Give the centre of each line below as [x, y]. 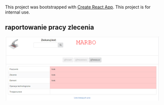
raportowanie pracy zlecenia [50, 27]
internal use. [18, 12]
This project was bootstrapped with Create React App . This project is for [78, 7]
